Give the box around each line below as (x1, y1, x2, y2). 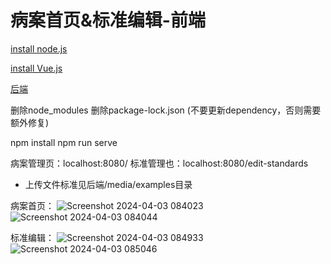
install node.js (10, 42, 68, 55)
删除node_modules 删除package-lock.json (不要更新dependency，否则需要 (10, 104, 322, 116)
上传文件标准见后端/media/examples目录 (24, 178, 193, 190)
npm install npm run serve (10, 136, 118, 148)
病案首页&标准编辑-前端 (10, 9, 206, 32)
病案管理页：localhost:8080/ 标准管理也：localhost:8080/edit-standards (10, 157, 309, 169)
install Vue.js (10, 62, 63, 74)
